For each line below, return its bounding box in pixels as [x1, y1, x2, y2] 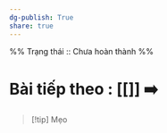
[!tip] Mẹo [30, 114, 68, 125]
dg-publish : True [9, 12, 74, 22]
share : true [9, 21, 54, 30]
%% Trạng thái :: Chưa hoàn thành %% [9, 46, 154, 56]
